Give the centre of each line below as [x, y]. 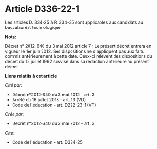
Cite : [10, 133]
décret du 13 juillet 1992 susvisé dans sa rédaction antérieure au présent [77, 61]
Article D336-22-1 [42, 9]
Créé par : [14, 114]
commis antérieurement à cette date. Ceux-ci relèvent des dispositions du [78, 56]
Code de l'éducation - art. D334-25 [47, 142]
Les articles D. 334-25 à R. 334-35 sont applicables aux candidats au [74, 22]
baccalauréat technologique [33, 27]
